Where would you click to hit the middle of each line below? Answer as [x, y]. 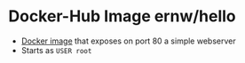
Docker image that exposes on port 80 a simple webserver [128, 41]
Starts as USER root [56, 50]
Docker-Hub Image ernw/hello [122, 16]
